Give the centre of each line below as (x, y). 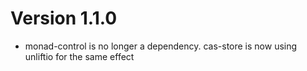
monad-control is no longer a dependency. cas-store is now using (161, 46)
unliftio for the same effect (79, 56)
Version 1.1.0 (64, 18)
